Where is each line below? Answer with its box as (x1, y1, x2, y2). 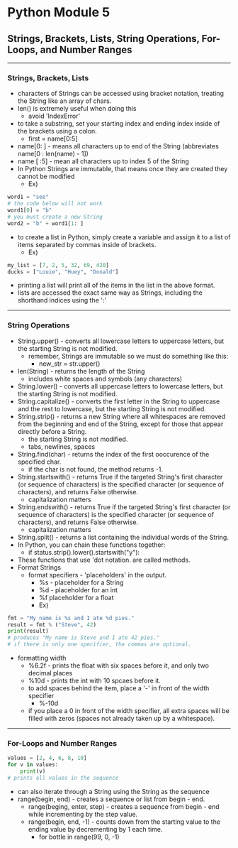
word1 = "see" (7, 193, 50, 201)
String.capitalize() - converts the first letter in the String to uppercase (17, 397, 220, 406)
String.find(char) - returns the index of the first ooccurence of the (17, 450, 210, 458)
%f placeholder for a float (38, 593, 114, 602)
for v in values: (7, 761, 59, 768)
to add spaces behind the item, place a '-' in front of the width (28, 684, 210, 692)
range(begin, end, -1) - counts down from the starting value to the (28, 817, 221, 826)
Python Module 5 (7, 4, 110, 21)
